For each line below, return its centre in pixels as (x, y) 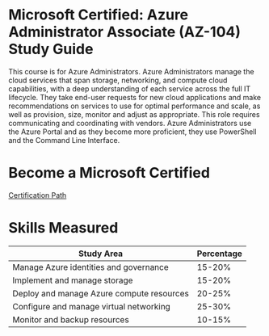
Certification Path (38, 195)
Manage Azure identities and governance (91, 267)
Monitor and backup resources (71, 319)
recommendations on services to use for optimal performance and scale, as (134, 106)
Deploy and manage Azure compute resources (101, 293)
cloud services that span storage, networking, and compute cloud (118, 80)
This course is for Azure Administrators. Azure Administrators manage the (131, 71)
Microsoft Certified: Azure (99, 15)
